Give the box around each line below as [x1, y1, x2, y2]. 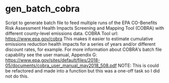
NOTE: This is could [118, 62, 159, 68]
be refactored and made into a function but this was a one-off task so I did [5, 67, 160, 73]
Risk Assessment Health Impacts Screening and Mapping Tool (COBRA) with [5, 25, 164, 31]
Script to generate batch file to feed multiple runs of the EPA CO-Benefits [5, 20, 157, 26]
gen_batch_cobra [5, 3, 80, 15]
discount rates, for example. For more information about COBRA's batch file [5, 46, 162, 52]
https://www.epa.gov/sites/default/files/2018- [5, 57, 100, 63]
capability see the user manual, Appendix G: [5, 51, 97, 58]
